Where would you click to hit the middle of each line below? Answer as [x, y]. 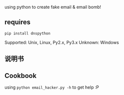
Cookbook [21, 75]
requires [18, 22]
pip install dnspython [27, 33]
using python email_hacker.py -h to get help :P [52, 87]
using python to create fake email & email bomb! [53, 7]
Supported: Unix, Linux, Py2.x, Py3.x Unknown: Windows [62, 42]
